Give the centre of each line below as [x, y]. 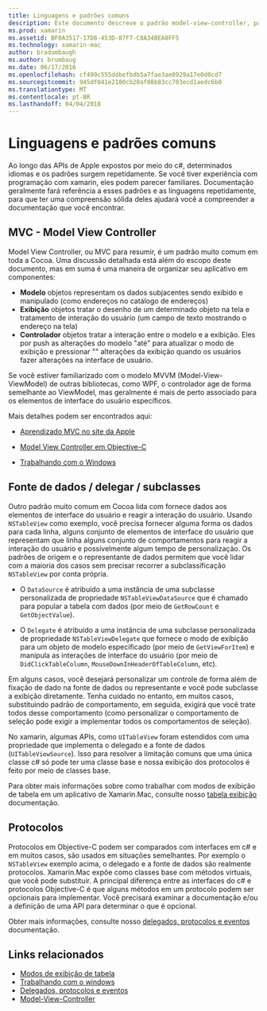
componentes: [32, 277]
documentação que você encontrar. [67, 208]
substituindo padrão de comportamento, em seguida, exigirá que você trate [132, 704]
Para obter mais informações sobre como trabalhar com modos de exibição [132, 785]
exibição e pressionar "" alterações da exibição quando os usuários [130, 351]
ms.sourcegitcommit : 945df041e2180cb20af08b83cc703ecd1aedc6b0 [115, 82]
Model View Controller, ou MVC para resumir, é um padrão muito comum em [133, 252]
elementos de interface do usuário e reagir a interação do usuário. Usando [130, 515]
